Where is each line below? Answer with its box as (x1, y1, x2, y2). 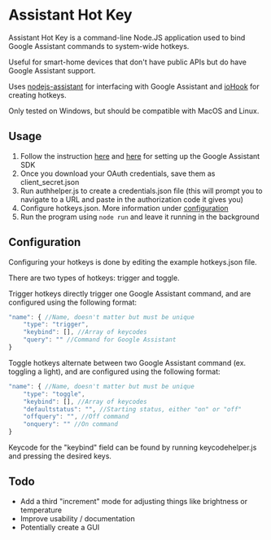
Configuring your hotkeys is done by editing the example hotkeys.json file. (8, 257, 258, 266)
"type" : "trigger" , (23, 320, 90, 329)
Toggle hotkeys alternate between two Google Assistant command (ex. (8, 358, 247, 367)
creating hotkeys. (8, 90, 67, 99)
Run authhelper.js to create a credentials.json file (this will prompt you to (20, 186, 263, 195)
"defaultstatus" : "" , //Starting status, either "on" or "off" (23, 405, 243, 413)
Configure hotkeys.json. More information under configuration (20, 203, 229, 213)
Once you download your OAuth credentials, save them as (20, 169, 216, 178)
